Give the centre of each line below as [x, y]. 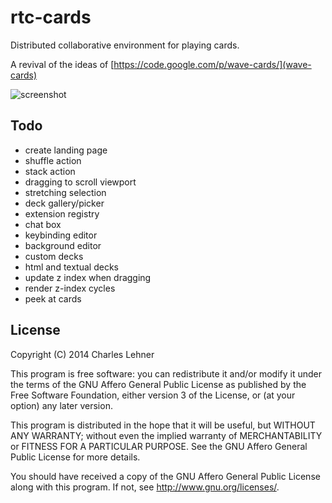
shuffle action [53, 160]
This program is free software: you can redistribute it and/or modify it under [166, 373]
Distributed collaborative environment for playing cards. [125, 45]
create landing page [66, 150]
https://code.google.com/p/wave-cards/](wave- [212, 64]
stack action [50, 171]
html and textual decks [71, 267]
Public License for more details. [75, 457]
